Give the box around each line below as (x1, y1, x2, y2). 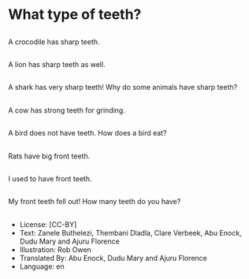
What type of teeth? (8, 6, 142, 24)
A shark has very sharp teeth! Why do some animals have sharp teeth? (8, 83, 238, 92)
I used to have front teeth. (8, 173, 92, 183)
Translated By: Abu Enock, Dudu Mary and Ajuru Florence (19, 253, 207, 262)
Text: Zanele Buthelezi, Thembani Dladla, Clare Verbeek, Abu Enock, (19, 228, 242, 237)
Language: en (19, 262, 65, 271)
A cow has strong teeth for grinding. (8, 105, 126, 115)
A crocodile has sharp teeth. (8, 37, 100, 46)
